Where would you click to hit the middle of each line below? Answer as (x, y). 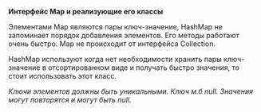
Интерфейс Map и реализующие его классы (86, 12)
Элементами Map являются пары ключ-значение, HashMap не (116, 27)
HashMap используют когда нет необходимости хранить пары (115, 59)
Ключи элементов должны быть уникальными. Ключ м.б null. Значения (131, 91)
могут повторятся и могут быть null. (70, 100)
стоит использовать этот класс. (63, 76)
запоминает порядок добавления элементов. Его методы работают (124, 35)
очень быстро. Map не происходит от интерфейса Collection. (112, 44)
